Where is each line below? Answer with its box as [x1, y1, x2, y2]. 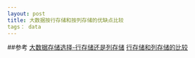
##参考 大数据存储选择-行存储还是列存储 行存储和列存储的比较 [7, 43, 189, 52]
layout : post [7, 10, 46, 17]
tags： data [7, 23, 42, 30]
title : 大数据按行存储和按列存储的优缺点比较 [7, 17, 125, 24]
